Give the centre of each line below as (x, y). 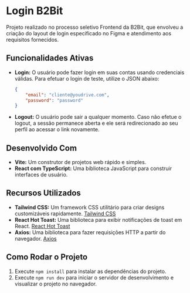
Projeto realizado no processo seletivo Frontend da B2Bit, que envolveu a (95, 27)
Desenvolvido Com (42, 148)
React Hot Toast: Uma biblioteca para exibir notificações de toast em (98, 219)
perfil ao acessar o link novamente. (57, 129)
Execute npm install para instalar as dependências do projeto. (90, 271)
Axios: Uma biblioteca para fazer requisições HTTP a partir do (90, 232)
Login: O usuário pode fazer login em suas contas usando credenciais (99, 72)
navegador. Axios (35, 238)
